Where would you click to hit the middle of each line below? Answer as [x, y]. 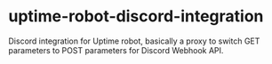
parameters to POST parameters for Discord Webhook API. [116, 50]
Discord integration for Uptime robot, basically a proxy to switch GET [134, 41]
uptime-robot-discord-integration [136, 16]
